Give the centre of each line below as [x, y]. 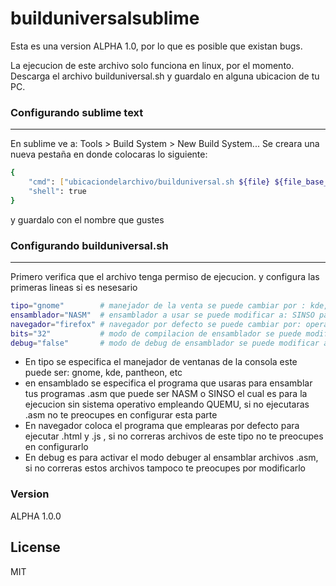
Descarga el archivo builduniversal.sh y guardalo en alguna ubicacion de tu [165, 76]
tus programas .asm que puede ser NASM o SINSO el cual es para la [166, 394]
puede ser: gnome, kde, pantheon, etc [103, 373]
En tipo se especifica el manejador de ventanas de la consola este [161, 362]
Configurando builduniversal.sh [89, 245]
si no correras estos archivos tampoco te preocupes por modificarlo [165, 468]
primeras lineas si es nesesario [74, 288]
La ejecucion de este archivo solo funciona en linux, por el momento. [152, 65]
